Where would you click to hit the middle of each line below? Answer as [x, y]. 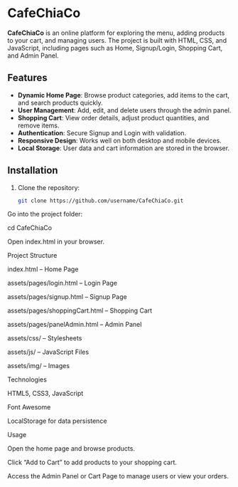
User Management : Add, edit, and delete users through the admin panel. [124, 110]
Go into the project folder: [45, 214]
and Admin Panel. [33, 56]
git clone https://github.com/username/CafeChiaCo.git [101, 201]
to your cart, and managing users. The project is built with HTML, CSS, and [117, 40]
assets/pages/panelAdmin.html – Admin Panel [75, 325]
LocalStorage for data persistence [57, 421]
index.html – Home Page [43, 269]
